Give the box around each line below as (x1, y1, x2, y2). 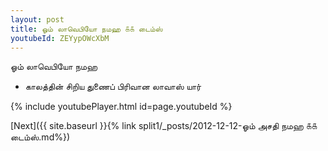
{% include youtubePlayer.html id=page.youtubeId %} (10, 101, 233, 113)
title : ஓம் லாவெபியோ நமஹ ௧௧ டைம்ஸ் (10, 24, 163, 34)
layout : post (10, 14, 65, 25)
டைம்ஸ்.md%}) (10, 131, 71, 143)
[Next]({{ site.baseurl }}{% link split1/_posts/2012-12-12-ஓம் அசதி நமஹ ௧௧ (10, 120, 318, 132)
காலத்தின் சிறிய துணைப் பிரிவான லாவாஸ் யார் (24, 81, 202, 93)
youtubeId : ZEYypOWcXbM (10, 33, 110, 43)
